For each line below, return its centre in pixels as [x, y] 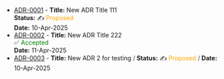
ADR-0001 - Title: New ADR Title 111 [65, 10]
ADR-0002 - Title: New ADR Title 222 [68, 35]
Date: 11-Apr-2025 [40, 50]
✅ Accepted [31, 42]
